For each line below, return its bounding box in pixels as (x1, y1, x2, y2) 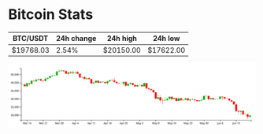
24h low (152, 34, 180, 43)
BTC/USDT (13, 34, 49, 43)
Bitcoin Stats (8, 6, 94, 24)
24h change (56, 34, 97, 43)
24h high (106, 34, 138, 43)
